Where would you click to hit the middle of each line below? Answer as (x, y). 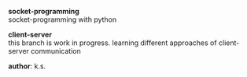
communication (56, 51)
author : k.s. (27, 66)
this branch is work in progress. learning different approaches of (113, 43)
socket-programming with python (63, 19)
